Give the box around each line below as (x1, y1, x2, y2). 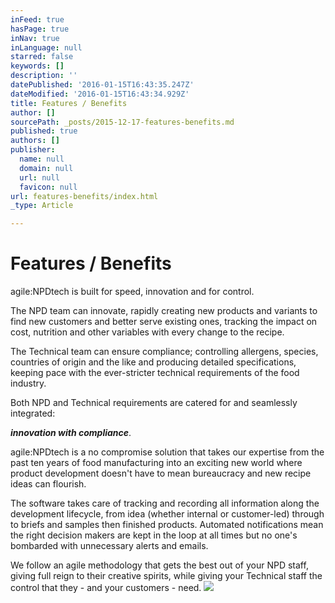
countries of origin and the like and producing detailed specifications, (10, 356, 297, 368)
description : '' (10, 71, 78, 81)
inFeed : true (10, 14, 65, 25)
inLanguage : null (10, 42, 83, 53)
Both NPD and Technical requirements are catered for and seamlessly (10, 397, 298, 409)
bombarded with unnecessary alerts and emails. (10, 540, 209, 552)
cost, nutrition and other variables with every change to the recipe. (10, 326, 285, 338)
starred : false (10, 52, 74, 62)
